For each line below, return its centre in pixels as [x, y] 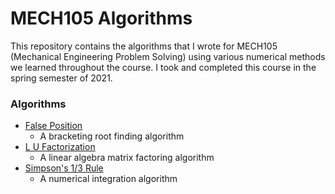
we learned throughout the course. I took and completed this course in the [163, 67]
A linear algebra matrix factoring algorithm [127, 158]
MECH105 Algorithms [101, 18]
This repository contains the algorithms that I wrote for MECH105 [144, 46]
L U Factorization [60, 147]
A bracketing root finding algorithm [112, 136]
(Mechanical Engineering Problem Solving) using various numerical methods [168, 56]
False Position [53, 126]
